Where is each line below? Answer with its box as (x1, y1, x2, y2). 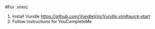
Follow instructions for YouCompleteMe (12, 19, 92, 24)
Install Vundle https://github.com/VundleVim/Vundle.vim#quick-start (12, 14, 151, 19)
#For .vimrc (5, 4, 28, 10)
